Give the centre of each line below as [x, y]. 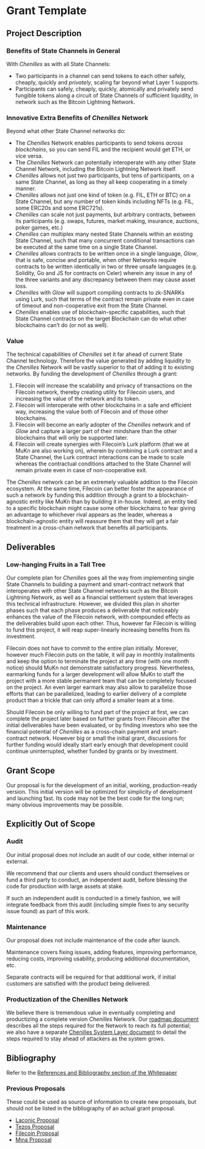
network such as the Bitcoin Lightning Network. [75, 102]
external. [17, 861]
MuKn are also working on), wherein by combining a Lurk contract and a [106, 451]
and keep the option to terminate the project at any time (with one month [98, 661]
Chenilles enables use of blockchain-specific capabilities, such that [100, 312]
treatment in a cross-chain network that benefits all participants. [87, 528]
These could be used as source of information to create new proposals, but [101, 1102]
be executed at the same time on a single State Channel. [86, 247]
